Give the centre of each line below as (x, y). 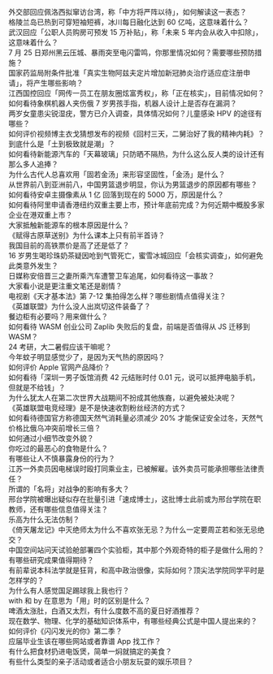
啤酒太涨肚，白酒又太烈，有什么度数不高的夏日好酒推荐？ (104, 611)
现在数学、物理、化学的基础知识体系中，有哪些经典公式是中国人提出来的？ (133, 621)
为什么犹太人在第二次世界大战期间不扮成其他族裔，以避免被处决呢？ (122, 397)
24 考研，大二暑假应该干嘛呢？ (60, 347)
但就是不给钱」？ (37, 387)
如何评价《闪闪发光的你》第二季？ (65, 631)
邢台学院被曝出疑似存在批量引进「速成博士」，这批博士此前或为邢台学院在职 (135, 499)
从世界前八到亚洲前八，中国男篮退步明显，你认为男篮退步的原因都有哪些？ (133, 184)
